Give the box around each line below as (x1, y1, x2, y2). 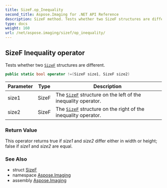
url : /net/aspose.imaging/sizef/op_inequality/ (5, 30, 106, 35)
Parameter (7, 83, 33, 90)
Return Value (5, 126, 37, 133)
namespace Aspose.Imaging (12, 172, 71, 178)
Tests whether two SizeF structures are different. (5, 62, 105, 68)
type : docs (5, 21, 28, 26)
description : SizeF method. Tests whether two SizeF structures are (5, 16, 150, 21)
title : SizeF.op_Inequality (5, 7, 64, 12)
